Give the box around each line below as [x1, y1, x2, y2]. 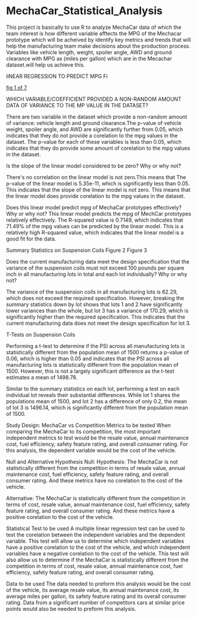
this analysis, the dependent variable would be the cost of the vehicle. [6, 446, 176, 453]
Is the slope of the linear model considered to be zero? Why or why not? [6, 162, 182, 169]
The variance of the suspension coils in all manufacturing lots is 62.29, [6, 288, 178, 295]
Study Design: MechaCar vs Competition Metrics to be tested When [6, 422, 171, 429]
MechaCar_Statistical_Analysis [6, 4, 163, 18]
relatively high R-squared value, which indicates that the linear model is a [6, 229, 184, 236]
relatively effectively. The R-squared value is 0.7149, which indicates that [6, 216, 183, 223]
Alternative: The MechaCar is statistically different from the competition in [6, 494, 186, 502]
